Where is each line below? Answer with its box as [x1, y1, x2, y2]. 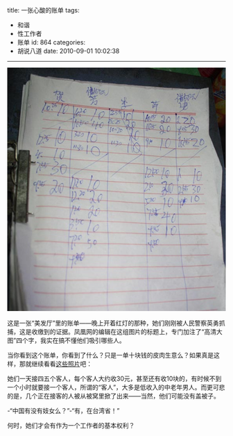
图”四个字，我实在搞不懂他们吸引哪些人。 [7, 336, 126, 345]
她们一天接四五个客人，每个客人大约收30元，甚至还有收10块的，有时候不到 [7, 374, 222, 383]
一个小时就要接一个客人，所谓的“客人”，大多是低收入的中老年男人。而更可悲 [7, 383, 225, 392]
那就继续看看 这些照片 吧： [19, 360, 92, 368]
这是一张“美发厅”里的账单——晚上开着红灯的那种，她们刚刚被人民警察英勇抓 [7, 319, 225, 328]
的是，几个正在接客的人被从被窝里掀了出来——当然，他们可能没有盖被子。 [7, 392, 220, 401]
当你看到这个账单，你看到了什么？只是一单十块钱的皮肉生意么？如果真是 [7, 351, 214, 360]
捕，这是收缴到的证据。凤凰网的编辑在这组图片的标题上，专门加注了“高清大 [7, 328, 223, 336]
